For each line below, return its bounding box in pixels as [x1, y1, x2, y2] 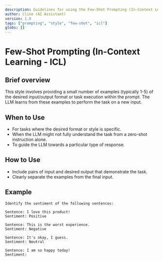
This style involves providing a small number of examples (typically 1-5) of [5, 89, 154, 95]
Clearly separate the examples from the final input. [12, 174, 114, 180]
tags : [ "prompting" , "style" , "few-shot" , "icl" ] [5, 20, 108, 26]
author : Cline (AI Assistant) [5, 12, 66, 17]
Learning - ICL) [5, 56, 67, 68]
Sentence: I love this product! [5, 209, 70, 214]
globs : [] [5, 25, 25, 30]
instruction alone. [12, 136, 47, 142]
